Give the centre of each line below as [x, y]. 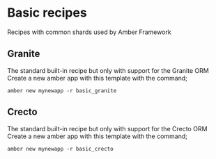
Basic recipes [47, 13]
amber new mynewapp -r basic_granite [62, 91]
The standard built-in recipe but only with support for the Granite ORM [108, 70]
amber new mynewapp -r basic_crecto [60, 149]
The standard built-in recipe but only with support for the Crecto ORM [107, 128]
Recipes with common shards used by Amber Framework [90, 32]
